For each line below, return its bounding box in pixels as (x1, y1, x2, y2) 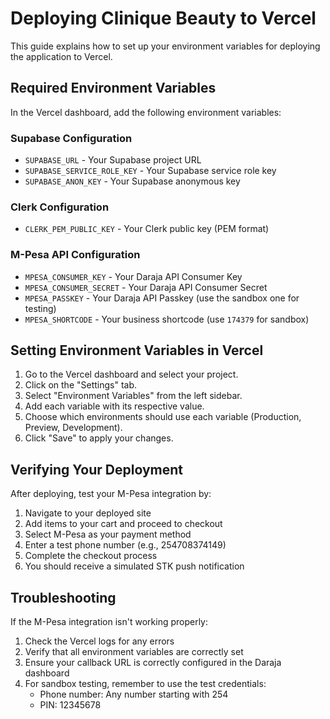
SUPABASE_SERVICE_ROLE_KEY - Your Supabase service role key (24, 165, 277, 177)
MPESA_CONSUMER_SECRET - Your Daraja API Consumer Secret (24, 281, 268, 293)
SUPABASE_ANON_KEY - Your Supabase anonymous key (24, 175, 241, 187)
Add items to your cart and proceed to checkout (24, 518, 223, 530)
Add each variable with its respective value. (24, 400, 205, 412)
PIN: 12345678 (39, 699, 102, 711)
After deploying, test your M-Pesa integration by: (10, 488, 212, 500)
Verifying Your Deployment (10, 461, 183, 478)
